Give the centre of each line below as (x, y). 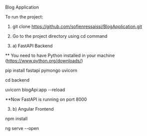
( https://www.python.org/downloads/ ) (44, 61)
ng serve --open (22, 128)
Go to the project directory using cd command (60, 36)
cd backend (17, 80)
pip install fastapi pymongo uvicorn (41, 70)
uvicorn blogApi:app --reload (35, 90)
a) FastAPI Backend (33, 46)
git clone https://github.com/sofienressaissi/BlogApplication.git (77, 26)
